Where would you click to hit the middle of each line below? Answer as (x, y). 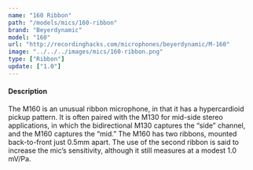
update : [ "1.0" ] (35, 67)
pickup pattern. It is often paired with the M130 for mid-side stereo (116, 117)
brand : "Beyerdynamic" (45, 30)
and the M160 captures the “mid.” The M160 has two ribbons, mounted (123, 133)
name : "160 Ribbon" (40, 15)
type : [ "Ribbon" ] (37, 60)
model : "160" (29, 37)
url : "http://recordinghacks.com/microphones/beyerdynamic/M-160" (119, 45)
